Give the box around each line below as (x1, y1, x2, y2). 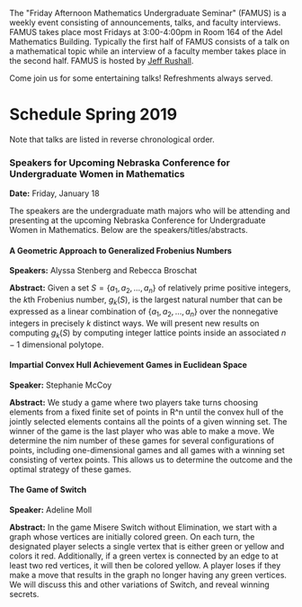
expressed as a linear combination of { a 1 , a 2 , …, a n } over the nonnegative (9, 306, 279, 318)
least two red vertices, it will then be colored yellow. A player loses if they (9, 560, 281, 571)
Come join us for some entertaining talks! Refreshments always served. (9, 73, 273, 84)
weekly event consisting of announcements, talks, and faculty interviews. (9, 17, 281, 28)
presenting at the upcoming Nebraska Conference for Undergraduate (9, 215, 266, 226)
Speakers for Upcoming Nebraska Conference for (9, 156, 231, 169)
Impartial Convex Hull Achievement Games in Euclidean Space (9, 360, 247, 370)
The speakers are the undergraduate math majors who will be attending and (9, 206, 290, 217)
